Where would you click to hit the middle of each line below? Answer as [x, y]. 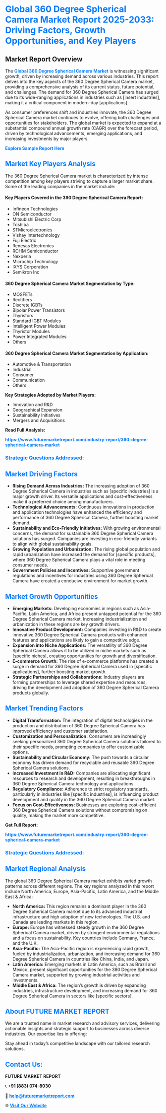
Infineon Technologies [35, 209]
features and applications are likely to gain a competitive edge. [76, 640]
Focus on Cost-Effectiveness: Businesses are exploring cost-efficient [84, 805]
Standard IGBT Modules [36, 321]
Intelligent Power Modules [39, 326]
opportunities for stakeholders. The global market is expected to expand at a [83, 123]
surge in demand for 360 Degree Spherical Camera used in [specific [82, 666]
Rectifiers [22, 300]
